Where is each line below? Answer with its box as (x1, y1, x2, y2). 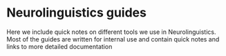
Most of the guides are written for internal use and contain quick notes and (6, 35, 220, 43)
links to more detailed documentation (6, 42, 113, 50)
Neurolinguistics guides (6, 5, 147, 21)
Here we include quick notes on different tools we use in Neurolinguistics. (6, 28, 216, 36)
